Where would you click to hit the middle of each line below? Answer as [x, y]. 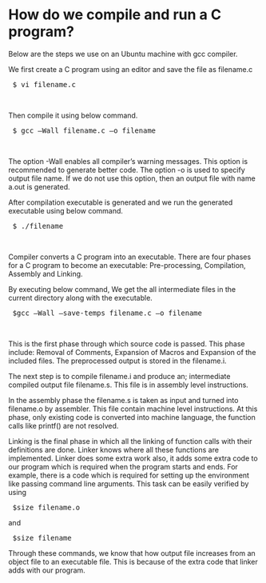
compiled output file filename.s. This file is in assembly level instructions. [129, 385]
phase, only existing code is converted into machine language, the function [132, 417]
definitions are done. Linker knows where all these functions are [114, 449]
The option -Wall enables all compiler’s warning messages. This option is [128, 161]
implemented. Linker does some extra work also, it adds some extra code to [133, 458]
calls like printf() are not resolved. [64, 425]
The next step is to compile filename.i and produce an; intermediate [119, 376]
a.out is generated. [39, 186]
